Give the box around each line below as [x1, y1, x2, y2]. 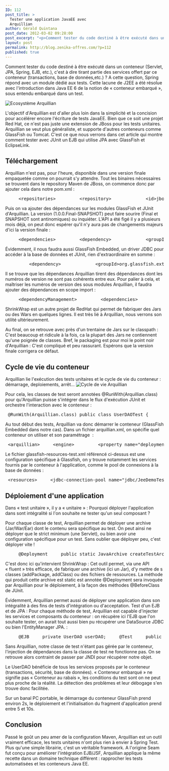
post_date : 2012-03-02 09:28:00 [5, 31, 73, 36]
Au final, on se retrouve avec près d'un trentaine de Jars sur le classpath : [5, 327, 158, 333]
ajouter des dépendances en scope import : [5, 287, 96, 293]
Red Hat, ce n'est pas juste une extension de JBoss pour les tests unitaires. [5, 121, 161, 127]
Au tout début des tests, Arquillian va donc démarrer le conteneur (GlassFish [5, 421, 164, 427]
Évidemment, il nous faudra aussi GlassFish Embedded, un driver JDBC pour [5, 246, 164, 252]
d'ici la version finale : [5, 227, 51, 233]
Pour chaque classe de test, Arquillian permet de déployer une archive [5, 520, 151, 526]
